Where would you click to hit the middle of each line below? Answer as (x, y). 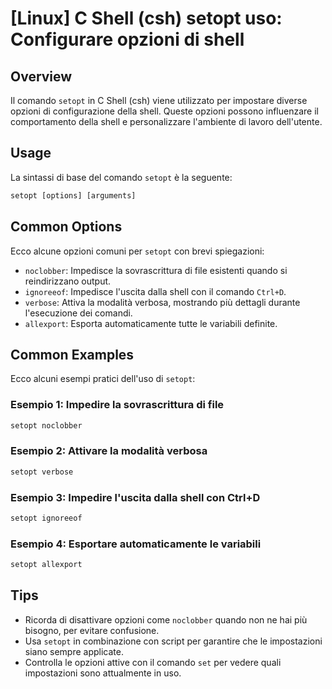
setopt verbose (42, 472)
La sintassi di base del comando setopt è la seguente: (121, 177)
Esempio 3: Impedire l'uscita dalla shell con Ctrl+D (135, 497)
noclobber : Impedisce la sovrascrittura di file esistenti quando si (156, 270)
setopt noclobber (46, 425)
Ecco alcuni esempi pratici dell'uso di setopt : (103, 379)
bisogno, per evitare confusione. (92, 630)
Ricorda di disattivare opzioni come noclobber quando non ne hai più (166, 619)
